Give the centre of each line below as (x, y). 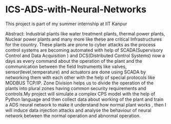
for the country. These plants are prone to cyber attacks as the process (81, 44)
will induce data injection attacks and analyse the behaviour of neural (78, 110)
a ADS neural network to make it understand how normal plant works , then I (86, 104)
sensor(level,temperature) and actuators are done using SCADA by (76, 72)
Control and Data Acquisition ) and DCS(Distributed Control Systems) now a (85, 56)
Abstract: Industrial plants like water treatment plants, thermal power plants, (85, 33)
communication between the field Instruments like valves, (66, 66)
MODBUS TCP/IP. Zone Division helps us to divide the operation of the (80, 83)
